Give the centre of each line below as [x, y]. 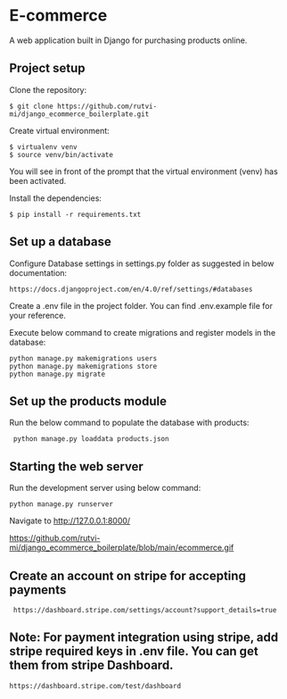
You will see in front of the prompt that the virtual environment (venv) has [143, 171]
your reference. [38, 315]
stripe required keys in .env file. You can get [134, 651]
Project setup [48, 68]
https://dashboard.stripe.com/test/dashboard [95, 686]
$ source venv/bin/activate [61, 154]
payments [38, 590]
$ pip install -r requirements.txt [75, 214]
